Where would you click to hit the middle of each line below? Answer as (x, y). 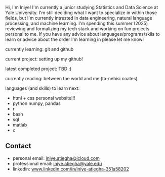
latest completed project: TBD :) (38, 69)
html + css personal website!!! (44, 98)
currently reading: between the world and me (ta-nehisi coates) (71, 78)
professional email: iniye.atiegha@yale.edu (57, 163)
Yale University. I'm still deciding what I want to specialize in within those (81, 13)
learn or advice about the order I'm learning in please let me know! (75, 39)
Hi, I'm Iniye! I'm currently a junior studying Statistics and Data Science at (82, 7)
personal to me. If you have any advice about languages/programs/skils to (83, 34)
